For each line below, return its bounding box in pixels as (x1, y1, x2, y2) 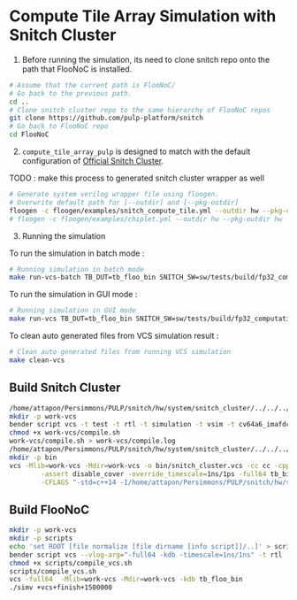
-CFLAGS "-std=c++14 (41, 478, 117, 487)
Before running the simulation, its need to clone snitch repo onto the (21, 54, 270, 65)
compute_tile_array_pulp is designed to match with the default (21, 146, 251, 157)
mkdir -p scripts (9, 534, 73, 543)
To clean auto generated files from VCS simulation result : (9, 330, 219, 342)
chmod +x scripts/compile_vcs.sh (9, 558, 133, 567)
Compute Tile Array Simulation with (9, 6, 277, 27)
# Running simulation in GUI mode (9, 306, 137, 315)
